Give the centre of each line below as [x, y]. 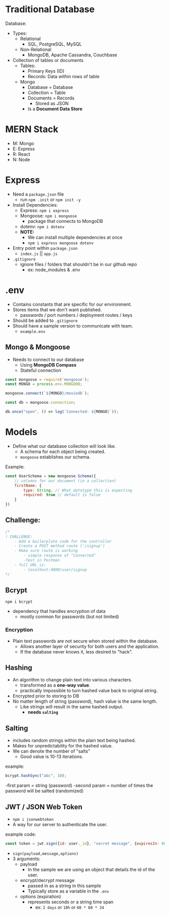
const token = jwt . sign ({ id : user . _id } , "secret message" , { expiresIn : [82, 843]
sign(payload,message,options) [46, 854]
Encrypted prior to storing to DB [46, 696]
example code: [21, 834]
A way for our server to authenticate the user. [60, 824]
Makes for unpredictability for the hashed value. [62, 746]
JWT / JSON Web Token [44, 807]
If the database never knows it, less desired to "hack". [76, 651]
